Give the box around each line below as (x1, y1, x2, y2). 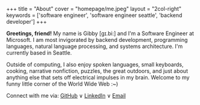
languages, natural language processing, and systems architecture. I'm (6, 42, 183, 50)
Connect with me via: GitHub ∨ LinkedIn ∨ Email (6, 92, 126, 99)
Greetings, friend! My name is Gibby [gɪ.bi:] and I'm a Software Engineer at (6, 30, 195, 37)
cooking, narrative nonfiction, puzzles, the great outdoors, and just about (6, 67, 189, 75)
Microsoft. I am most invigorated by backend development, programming (6, 36, 189, 43)
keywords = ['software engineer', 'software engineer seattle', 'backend (6, 12, 182, 19)
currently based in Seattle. (6, 49, 73, 56)
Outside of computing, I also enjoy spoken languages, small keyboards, (6, 61, 184, 68)
